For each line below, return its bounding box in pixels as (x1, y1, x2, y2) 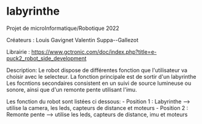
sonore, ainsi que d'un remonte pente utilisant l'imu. (6, 86, 137, 93)
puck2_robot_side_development (6, 54, 87, 62)
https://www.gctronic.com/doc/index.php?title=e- (31, 48, 157, 56)
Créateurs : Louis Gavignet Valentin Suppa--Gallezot (6, 36, 139, 43)
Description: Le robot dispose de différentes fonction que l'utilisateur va (6, 66, 188, 74)
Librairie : (6, 48, 31, 56)
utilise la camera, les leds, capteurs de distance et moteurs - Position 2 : (6, 104, 189, 111)
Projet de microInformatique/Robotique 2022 (6, 24, 119, 32)
